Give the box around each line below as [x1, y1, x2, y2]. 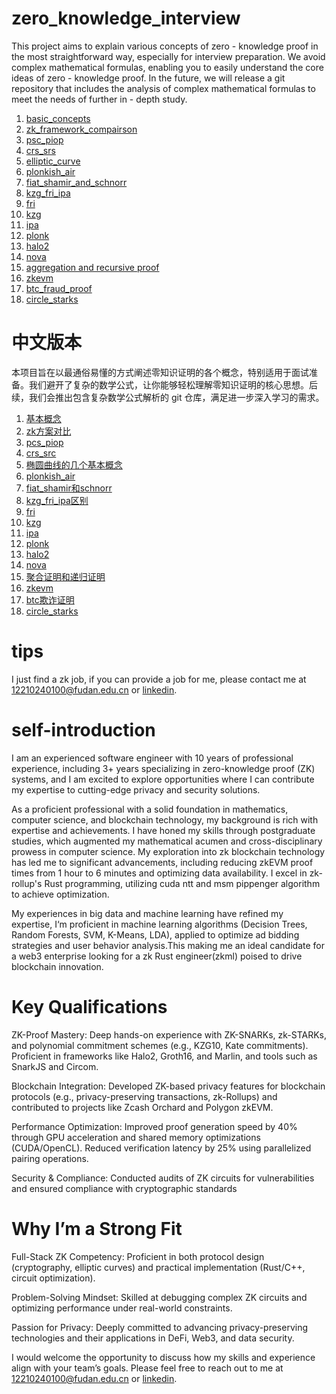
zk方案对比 [25, 425, 72, 437]
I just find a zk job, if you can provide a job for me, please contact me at [11, 673, 307, 685]
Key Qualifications [11, 995, 168, 1018]
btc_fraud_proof [25, 282, 93, 294]
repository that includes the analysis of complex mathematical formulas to [11, 82, 316, 94]
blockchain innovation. [11, 960, 104, 972]
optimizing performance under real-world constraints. [11, 1302, 233, 1314]
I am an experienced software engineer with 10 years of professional [11, 752, 294, 764]
